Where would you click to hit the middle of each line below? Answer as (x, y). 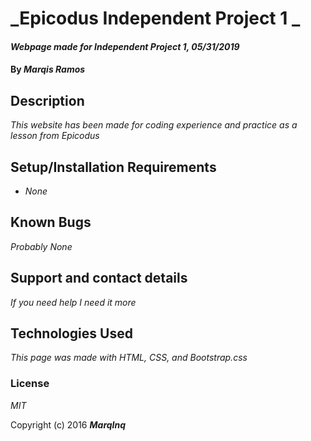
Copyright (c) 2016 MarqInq (68, 424)
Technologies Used (71, 333)
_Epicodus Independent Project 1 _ (155, 18)
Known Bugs (51, 222)
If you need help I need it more (73, 302)
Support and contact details (99, 278)
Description (47, 100)
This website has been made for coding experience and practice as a (154, 125)
